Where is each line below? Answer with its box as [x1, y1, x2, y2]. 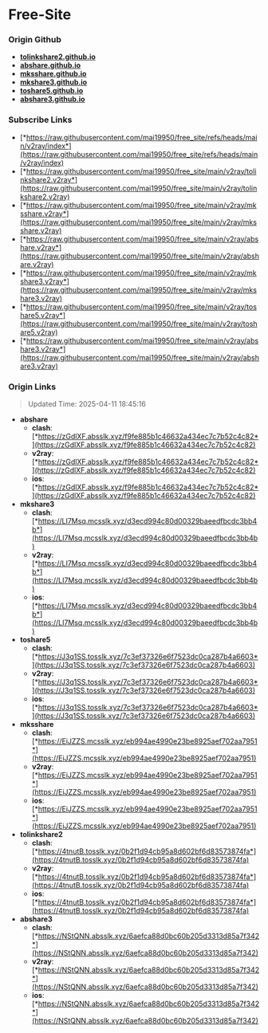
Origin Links [8, 381, 57, 392]
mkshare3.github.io [19, 77, 88, 87]
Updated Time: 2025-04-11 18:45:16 [27, 399, 146, 409]
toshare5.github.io [19, 86, 84, 96]
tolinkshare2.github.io [19, 52, 96, 61]
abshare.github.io [19, 61, 81, 70]
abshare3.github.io [19, 94, 85, 104]
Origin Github [8, 34, 62, 45]
